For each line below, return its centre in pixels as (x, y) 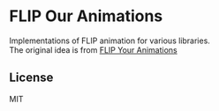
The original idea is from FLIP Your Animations (94, 49)
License (31, 78)
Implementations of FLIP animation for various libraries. (109, 41)
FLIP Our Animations (86, 16)
